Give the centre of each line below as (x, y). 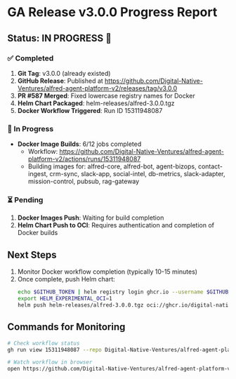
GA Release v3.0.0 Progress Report (112, 12)
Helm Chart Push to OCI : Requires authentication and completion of (116, 225)
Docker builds (38, 233)
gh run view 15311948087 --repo (54, 350)
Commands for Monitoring (66, 327)
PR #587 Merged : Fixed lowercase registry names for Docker (106, 95)
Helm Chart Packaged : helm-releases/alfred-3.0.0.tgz (96, 103)
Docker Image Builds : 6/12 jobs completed (79, 144)
